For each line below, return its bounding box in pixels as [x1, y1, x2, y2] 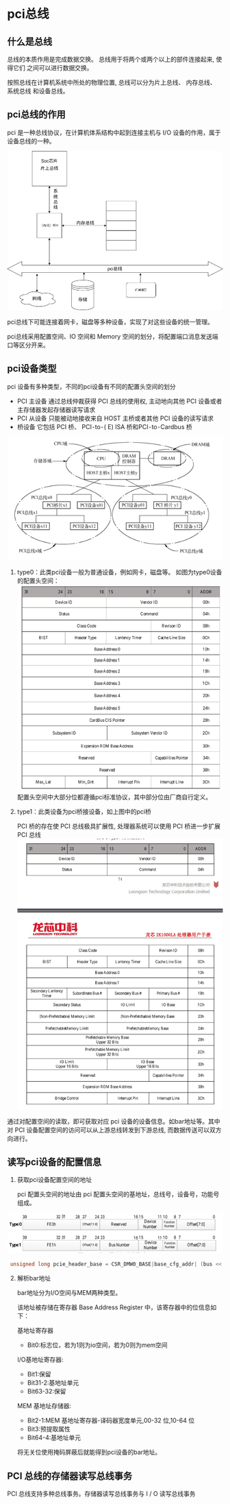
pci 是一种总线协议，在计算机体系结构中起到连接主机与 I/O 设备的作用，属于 [7, 128, 221, 136]
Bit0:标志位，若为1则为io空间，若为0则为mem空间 [27, 1341, 168, 1349]
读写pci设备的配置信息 [7, 1156, 102, 1167]
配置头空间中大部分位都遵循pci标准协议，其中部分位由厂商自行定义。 [16, 792, 212, 801]
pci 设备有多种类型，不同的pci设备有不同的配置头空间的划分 [7, 382, 176, 391]
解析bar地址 [16, 1274, 51, 1283]
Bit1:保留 [27, 1370, 51, 1379]
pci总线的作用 [7, 109, 66, 121]
